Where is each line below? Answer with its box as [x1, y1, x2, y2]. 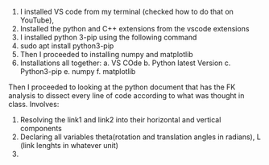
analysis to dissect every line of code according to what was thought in [8, 91, 245, 100]
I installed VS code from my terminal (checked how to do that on [19, 7, 234, 16]
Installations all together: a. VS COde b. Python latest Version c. [19, 58, 231, 68]
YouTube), [19, 15, 55, 25]
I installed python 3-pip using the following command [19, 32, 197, 42]
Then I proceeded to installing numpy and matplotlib [19, 50, 193, 59]
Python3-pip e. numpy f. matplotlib [19, 67, 136, 76]
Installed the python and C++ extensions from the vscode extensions [19, 24, 250, 33]
